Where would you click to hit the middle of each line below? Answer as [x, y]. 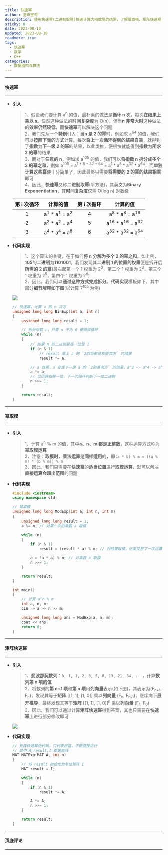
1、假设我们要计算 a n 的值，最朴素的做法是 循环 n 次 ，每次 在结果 [91, 114]
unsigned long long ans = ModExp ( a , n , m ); [68, 617]
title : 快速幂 [19, 10]
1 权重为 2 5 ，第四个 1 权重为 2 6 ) [57, 275]
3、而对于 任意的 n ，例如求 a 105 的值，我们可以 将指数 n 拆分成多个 [93, 158]
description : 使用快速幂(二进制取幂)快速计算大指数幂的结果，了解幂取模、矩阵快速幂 [83, 19]
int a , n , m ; [35, 604]
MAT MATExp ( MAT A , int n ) [39, 755]
